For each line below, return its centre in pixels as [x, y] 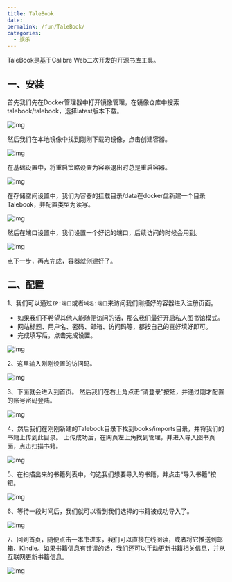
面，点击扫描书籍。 [35, 446]
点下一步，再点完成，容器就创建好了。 [62, 261]
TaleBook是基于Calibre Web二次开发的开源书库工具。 [83, 60]
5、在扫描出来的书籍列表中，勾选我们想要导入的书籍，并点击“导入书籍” [109, 474]
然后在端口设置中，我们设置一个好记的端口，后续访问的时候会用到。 [104, 232]
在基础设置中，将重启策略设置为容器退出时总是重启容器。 [89, 167]
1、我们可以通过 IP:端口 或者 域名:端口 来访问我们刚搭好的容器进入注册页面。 [112, 302]
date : [15, 20]
